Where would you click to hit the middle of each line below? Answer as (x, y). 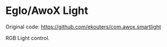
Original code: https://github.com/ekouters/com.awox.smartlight (83, 27)
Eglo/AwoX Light (47, 11)
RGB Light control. (28, 38)
